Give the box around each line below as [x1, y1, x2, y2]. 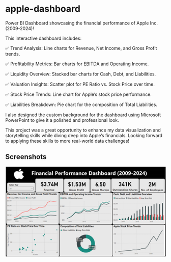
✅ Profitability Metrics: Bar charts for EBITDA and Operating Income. [5, 61, 149, 67]
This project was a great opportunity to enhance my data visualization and [5, 127, 161, 133]
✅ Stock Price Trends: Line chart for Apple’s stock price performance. [5, 91, 152, 97]
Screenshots [5, 152, 47, 161]
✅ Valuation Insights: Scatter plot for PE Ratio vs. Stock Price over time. [5, 81, 155, 87]
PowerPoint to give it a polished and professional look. [5, 117, 120, 123]
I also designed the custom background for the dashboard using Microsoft [5, 112, 161, 118]
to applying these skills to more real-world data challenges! [5, 138, 130, 144]
